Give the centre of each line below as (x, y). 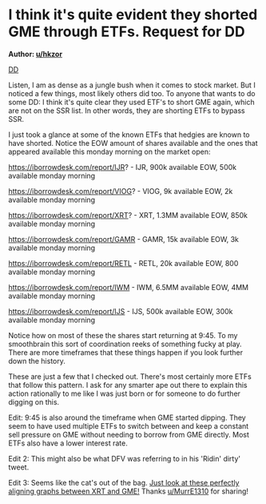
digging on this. (34, 401)
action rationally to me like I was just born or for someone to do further (125, 393)
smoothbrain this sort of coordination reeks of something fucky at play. (125, 344)
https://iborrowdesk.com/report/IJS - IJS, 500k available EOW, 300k (121, 311)
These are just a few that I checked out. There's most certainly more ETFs (130, 376)
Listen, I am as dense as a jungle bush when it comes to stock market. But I (132, 85)
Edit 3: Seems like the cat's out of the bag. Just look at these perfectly (124, 482)
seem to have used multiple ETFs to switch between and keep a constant (129, 425)
